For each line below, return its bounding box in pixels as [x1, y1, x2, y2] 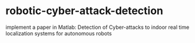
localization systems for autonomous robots [5, 29, 113, 37]
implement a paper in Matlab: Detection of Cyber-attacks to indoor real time [5, 24, 190, 31]
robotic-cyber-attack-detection [5, 4, 163, 18]
